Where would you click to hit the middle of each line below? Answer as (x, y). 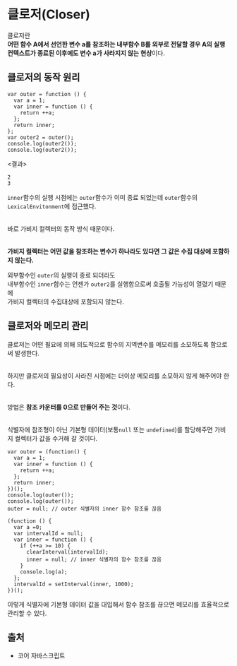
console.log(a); (44, 572)
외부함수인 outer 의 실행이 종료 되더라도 (61, 275)
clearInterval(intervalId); (67, 552)
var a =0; (28, 527)
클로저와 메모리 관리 (48, 326)
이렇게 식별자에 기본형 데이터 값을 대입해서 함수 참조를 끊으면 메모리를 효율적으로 (119, 604)
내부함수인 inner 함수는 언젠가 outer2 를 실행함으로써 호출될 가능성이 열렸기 (110, 284)
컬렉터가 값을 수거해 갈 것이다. (56, 438)
